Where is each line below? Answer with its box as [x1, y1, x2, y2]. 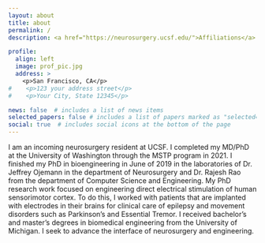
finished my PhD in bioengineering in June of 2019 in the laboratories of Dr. [8, 159, 252, 168]
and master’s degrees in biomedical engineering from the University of [8, 218, 238, 227]
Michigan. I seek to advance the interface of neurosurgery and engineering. [8, 226, 255, 235]
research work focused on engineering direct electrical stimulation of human [8, 185, 257, 193]
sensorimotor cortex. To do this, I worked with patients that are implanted [8, 193, 247, 202]
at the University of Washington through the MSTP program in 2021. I [8, 151, 233, 160]
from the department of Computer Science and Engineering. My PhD [8, 176, 231, 185]
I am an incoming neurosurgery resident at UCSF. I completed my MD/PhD [8, 143, 250, 151]
